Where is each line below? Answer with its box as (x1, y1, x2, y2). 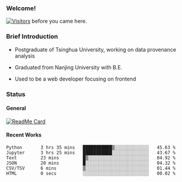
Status (6, 90, 25, 98)
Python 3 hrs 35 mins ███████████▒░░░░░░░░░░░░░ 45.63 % (6, 144, 176, 151)
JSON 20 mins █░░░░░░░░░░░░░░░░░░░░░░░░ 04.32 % (6, 160, 176, 166)
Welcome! (6, 4, 37, 12)
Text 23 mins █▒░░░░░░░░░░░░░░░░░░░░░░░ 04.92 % (6, 155, 176, 161)
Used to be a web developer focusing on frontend (14, 75, 136, 82)
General (6, 105, 27, 112)
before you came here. (31, 18, 87, 25)
